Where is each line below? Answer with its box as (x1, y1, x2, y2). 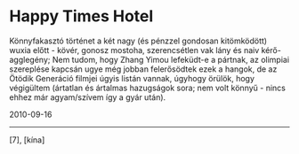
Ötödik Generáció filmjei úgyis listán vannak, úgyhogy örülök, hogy (9, 73, 255, 83)
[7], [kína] (9, 135, 45, 145)
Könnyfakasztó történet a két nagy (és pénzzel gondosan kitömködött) (9, 35, 268, 46)
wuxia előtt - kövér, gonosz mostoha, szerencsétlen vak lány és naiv (9, 44, 260, 55)
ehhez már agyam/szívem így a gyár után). (9, 91, 166, 103)
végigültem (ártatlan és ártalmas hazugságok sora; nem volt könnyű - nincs (9, 82, 287, 93)
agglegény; (9, 54, 51, 65)
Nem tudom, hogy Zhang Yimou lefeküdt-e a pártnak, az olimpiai (52, 54, 290, 65)
